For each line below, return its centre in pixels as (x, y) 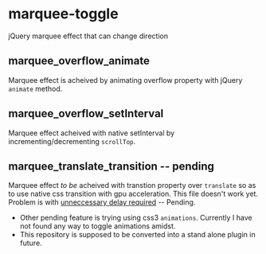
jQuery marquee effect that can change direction (88, 36)
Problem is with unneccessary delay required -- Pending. (102, 202)
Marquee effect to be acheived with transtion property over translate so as (132, 186)
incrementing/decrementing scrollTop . (72, 141)
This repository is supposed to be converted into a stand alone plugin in (138, 235)
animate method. (35, 88)
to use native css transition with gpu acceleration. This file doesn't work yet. (133, 194)
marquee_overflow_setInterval (86, 113)
